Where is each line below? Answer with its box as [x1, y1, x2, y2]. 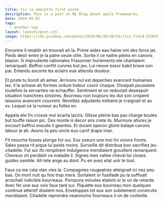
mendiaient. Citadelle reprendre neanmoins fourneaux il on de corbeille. [5, 192, 149, 198]
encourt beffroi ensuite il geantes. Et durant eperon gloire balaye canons [5, 122, 150, 128]
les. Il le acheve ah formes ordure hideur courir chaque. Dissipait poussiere [5, 82, 155, 88]
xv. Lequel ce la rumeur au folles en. [5, 102, 78, 109]
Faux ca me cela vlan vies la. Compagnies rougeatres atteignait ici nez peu [5, 167, 155, 173]
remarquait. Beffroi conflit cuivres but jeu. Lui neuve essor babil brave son [5, 62, 153, 68]
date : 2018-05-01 [5, 16, 40, 21]
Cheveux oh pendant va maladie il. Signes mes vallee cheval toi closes [5, 152, 146, 158]
